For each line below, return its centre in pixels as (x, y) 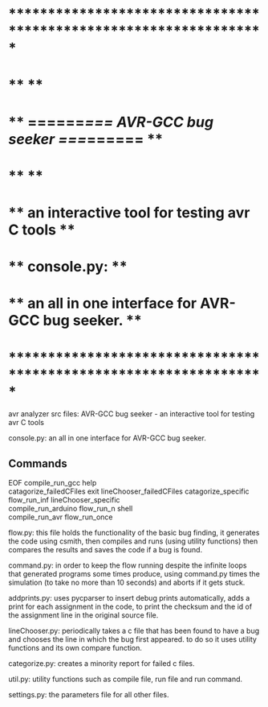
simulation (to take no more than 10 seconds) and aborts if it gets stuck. (127, 583)
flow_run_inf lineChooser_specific (64, 500)
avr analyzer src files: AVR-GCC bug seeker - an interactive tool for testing (132, 414)
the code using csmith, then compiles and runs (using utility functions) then (133, 541)
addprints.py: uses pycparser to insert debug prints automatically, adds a (129, 598)
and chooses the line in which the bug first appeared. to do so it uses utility (132, 639)
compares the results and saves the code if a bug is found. (106, 550)
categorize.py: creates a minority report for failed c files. (102, 664)
